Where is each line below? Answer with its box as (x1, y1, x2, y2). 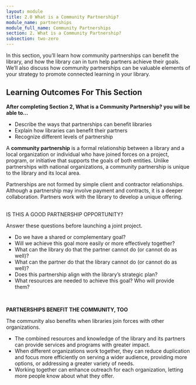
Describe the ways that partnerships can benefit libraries (14, 121, 152, 128)
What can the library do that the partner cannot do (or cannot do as (14, 246, 177, 253)
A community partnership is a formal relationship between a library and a (6, 144, 185, 151)
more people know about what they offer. (14, 372, 114, 379)
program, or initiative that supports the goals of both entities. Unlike (6, 156, 169, 164)
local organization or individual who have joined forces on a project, (6, 151, 170, 158)
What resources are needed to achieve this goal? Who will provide (14, 277, 174, 284)
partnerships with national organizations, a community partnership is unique (6, 163, 190, 170)
